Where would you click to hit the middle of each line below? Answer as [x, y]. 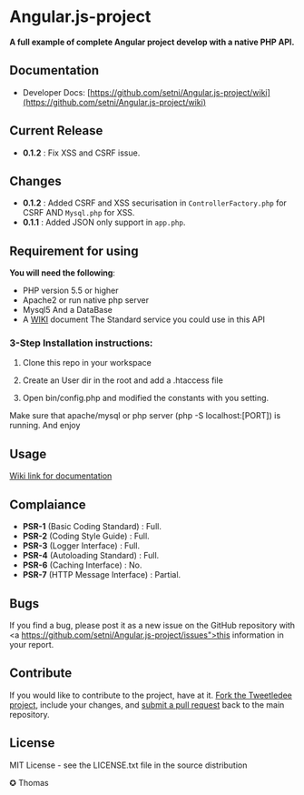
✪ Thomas [29, 782]
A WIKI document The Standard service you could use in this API [144, 319]
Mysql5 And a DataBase [68, 310]
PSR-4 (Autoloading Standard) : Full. [91, 556]
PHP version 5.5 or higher [71, 291]
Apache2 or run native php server [86, 300]
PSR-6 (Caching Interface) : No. [82, 565]
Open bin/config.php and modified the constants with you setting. [146, 398]
